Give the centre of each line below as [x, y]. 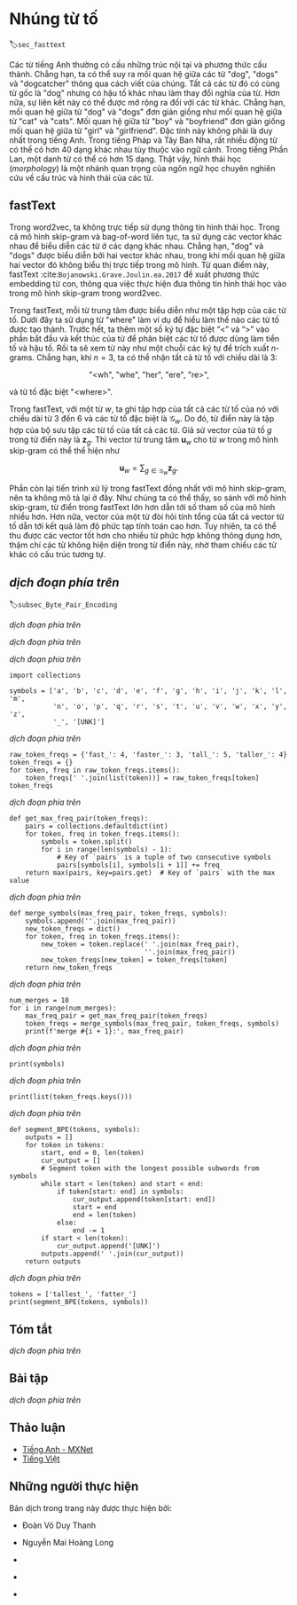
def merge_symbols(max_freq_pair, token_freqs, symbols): [118, 914]
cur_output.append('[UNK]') [109, 1247]
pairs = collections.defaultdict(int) [97, 826]
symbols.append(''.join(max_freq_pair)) [101, 921]
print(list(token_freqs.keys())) [71, 1097]
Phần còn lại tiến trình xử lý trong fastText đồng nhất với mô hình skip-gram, [148, 489]
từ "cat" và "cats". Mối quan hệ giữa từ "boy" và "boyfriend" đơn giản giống [147, 121]
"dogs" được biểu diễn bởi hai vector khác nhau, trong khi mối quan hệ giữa [147, 255]
